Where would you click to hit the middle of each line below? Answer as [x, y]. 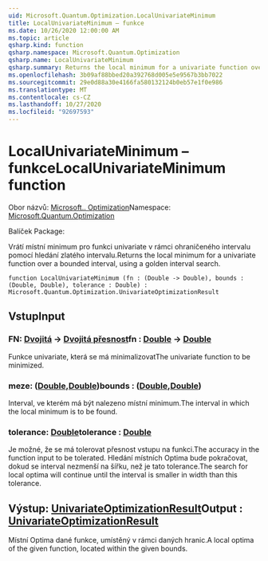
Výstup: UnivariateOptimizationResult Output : [126, 508]
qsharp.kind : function [46, 45]
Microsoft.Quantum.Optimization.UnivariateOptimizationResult [114, 292]
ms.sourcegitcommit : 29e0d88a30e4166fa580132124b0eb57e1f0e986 [116, 82]
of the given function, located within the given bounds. [98, 549]
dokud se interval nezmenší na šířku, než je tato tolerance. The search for [128, 466]
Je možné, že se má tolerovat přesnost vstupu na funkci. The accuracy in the [134, 449]
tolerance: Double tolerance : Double [80, 432]
